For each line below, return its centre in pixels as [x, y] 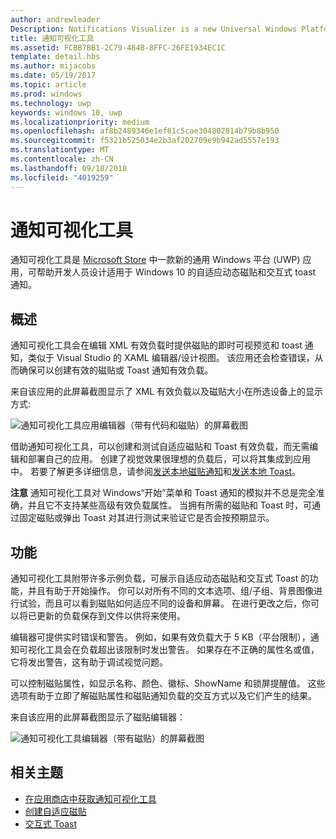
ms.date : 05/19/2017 [53, 76]
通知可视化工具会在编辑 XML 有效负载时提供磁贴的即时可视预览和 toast [156, 345]
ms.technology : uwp [51, 103]
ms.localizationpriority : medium [80, 122]
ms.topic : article [48, 85]
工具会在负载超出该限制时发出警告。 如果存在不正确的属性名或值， [182, 650]
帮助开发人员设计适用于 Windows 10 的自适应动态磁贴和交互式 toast [176, 272]
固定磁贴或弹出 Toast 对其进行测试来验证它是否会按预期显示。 [146, 518]
